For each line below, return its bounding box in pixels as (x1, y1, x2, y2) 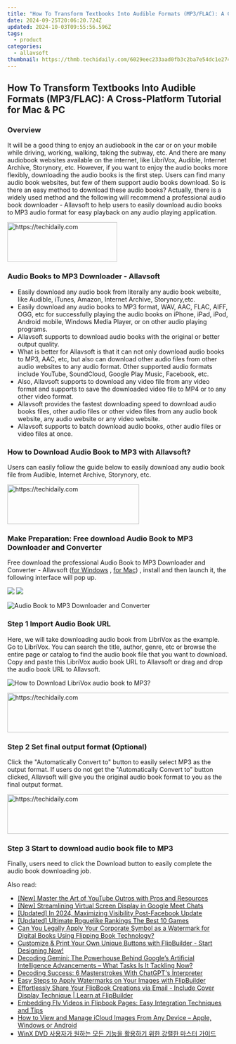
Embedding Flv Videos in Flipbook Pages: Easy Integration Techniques (17, 999, 222, 1007)
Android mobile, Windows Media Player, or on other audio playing (17, 317, 207, 326)
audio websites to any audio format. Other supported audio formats (17, 362, 213, 370)
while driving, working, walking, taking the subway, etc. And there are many (7, 148, 226, 157)
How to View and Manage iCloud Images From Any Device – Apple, (17, 1014, 212, 1022)
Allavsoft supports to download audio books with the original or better (17, 332, 220, 341)
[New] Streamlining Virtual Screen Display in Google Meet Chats (17, 901, 204, 910)
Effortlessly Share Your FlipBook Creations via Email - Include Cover (17, 984, 215, 992)
